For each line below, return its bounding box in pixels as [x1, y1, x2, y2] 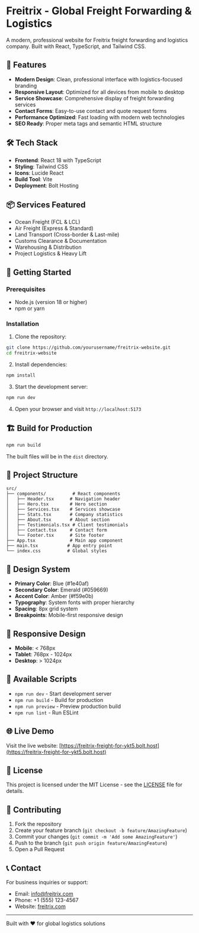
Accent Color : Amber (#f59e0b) [14, 593, 94, 600]
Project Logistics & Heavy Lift [14, 250, 87, 257]
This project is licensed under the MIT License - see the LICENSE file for [6, 781, 182, 788]
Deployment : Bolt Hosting [14, 182, 79, 189]
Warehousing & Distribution [14, 243, 82, 251]
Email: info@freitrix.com [14, 890, 73, 897]
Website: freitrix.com [14, 903, 66, 910]
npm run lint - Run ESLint [14, 709, 79, 716]
